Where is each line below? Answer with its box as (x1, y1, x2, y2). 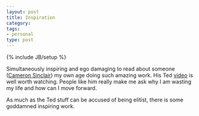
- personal (6, 31, 34, 37)
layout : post (6, 8, 39, 15)
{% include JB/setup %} (6, 54, 67, 60)
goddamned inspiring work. (6, 103, 75, 109)
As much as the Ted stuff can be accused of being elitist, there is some (6, 96, 183, 103)
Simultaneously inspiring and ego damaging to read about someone (6, 65, 175, 72)
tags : (6, 25, 20, 32)
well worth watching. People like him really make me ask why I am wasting (6, 78, 192, 85)
